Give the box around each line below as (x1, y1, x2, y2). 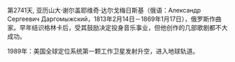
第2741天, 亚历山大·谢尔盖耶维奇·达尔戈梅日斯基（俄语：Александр (7, 6, 201, 14)
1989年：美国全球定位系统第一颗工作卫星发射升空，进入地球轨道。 (7, 47, 199, 55)
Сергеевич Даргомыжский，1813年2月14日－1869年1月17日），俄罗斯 (7, 15, 210, 23)
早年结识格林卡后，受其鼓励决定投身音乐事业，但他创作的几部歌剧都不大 (19, 24, 228, 31)
